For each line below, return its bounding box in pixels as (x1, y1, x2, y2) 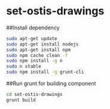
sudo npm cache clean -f (6, 52, 68, 58)
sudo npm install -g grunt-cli (6, 69, 84, 75)
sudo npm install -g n (6, 58, 63, 64)
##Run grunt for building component (6, 80, 96, 87)
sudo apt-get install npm (6, 47, 71, 53)
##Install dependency (6, 24, 60, 31)
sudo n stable (6, 63, 42, 69)
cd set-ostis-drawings (6, 92, 63, 98)
